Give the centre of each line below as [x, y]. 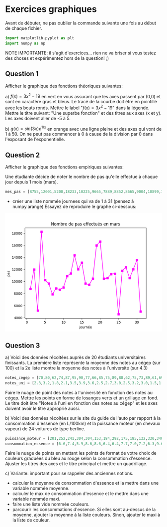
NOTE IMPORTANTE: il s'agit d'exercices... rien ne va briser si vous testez [81, 53]
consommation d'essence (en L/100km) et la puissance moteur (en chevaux [83, 423]
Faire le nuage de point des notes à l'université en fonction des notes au [79, 392]
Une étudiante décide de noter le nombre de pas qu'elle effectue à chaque [82, 177]
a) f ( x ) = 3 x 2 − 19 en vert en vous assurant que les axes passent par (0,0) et [83, 96]
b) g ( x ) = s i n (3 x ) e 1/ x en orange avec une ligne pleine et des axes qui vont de [83, 128]
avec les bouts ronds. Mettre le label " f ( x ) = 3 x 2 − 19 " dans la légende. [78, 107]
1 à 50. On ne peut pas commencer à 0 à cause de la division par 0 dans [79, 134]
